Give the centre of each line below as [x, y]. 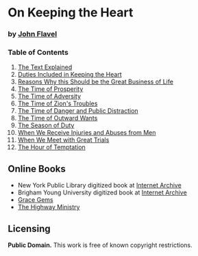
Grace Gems [35, 200]
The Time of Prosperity [50, 89]
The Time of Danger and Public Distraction [78, 111]
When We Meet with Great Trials [63, 140]
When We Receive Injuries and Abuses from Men [87, 133]
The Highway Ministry [49, 207]
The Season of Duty [46, 125]
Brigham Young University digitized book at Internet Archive [102, 192]
